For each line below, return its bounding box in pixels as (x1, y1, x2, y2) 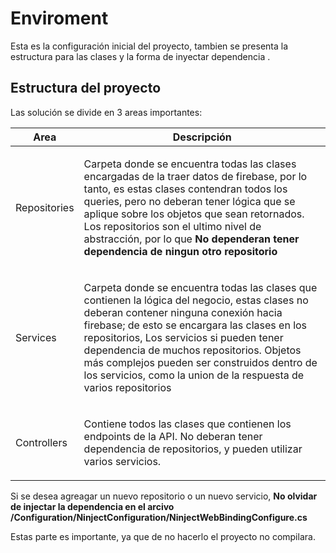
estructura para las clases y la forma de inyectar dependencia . (10, 50, 271, 62)
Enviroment (10, 7, 109, 30)
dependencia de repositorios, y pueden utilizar (83, 442, 303, 456)
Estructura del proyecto (10, 80, 162, 97)
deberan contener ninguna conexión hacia (83, 305, 283, 319)
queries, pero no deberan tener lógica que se (83, 194, 296, 208)
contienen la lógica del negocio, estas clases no (83, 293, 309, 307)
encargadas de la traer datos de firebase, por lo (83, 169, 308, 183)
